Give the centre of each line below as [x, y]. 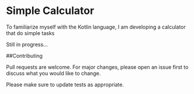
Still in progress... [27, 44]
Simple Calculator [50, 11]
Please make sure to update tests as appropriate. [65, 84]
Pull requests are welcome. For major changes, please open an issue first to [97, 67]
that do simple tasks [30, 33]
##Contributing [24, 55]
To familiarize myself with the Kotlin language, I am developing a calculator [96, 27]
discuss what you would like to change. [53, 73]
